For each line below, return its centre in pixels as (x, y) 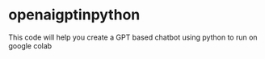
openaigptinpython (74, 15)
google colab (30, 45)
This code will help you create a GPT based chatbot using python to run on (133, 37)
